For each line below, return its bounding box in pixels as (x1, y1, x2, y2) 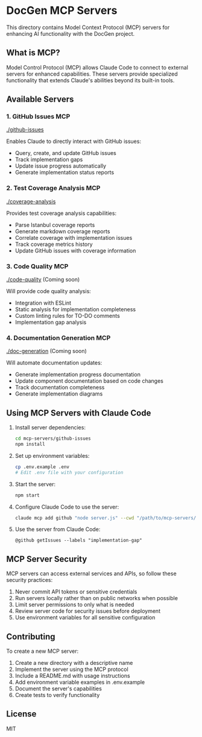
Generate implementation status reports (14, 169, 115, 176)
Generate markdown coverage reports (14, 228, 110, 235)
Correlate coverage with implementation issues (14, 234, 133, 241)
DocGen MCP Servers (6, 4, 118, 18)
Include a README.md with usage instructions (14, 672, 131, 679)
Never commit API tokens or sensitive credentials (14, 588, 137, 595)
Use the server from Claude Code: (14, 526, 101, 533)
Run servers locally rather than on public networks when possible (14, 595, 178, 602)
